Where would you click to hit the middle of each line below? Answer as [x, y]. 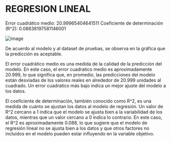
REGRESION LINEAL [48, 9]
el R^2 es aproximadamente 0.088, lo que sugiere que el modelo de [76, 123]
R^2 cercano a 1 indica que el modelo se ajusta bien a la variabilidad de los [84, 112]
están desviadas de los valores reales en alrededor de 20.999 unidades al [83, 80]
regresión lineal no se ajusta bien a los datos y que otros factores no [77, 128]
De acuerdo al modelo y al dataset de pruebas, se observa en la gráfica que [85, 48]
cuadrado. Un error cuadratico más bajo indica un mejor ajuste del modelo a [86, 86]
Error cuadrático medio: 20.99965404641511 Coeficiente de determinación [84, 23]
